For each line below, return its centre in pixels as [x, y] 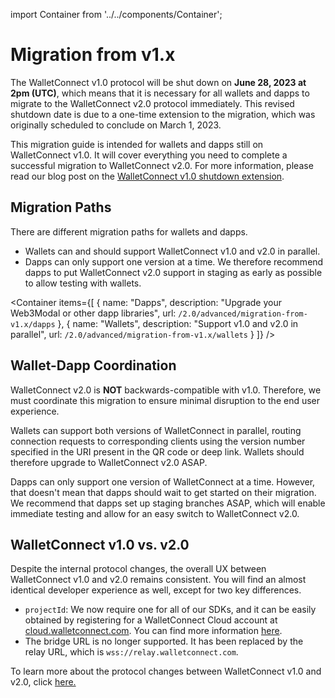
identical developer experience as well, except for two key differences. [156, 590]
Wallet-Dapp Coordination [93, 365]
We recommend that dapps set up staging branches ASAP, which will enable [168, 503]
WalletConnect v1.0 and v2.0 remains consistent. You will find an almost [158, 580]
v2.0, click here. [43, 682]
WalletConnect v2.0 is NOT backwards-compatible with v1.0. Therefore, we [166, 390]
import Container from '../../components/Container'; [116, 14]
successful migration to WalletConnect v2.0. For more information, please [162, 165]
